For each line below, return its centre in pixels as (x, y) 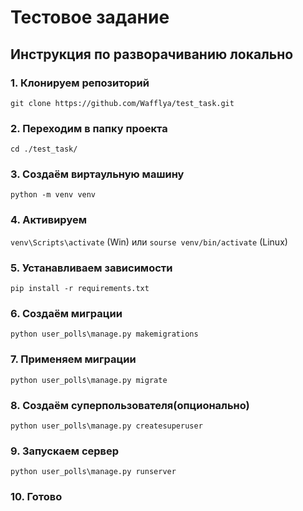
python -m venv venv (53, 195)
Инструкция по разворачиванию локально (152, 54)
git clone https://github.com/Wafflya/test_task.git (122, 103)
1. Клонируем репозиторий (80, 83)
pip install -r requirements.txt (80, 289)
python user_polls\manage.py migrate (89, 380)
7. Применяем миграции (73, 359)
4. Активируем (48, 220)
